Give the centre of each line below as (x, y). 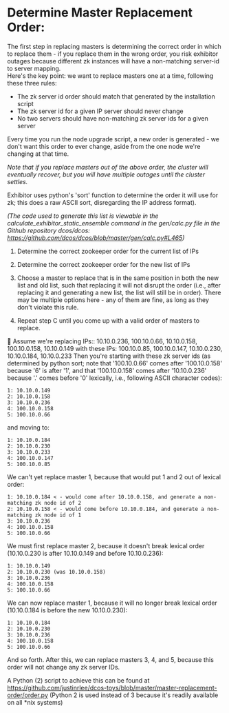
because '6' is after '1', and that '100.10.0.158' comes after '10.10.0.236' (107, 370)
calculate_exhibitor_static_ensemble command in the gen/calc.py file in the (114, 223)
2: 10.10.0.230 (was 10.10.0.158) (57, 572)
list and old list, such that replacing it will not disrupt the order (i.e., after (119, 285)
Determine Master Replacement (100, 13)
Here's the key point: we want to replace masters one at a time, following (110, 76)
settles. (18, 181)
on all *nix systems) (35, 702)
